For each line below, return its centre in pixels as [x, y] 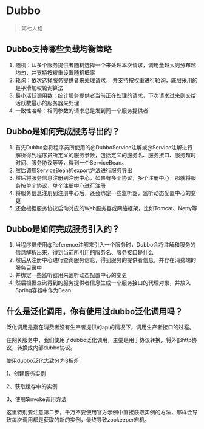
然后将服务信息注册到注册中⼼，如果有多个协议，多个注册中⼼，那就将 [103, 177]
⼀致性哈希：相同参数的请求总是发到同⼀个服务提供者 [82, 111]
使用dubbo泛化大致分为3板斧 [43, 361]
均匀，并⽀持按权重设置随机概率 [55, 72]
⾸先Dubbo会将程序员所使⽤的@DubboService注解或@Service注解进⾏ [104, 147]
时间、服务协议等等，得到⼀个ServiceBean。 [71, 162]
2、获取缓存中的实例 [32, 386]
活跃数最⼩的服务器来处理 [47, 103]
